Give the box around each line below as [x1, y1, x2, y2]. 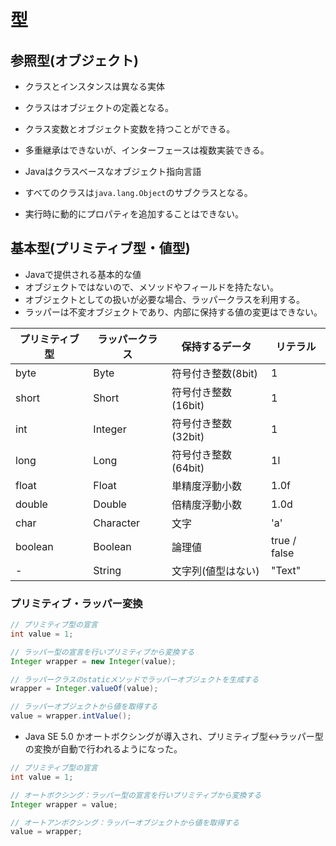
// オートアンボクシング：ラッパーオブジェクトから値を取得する [10, 817, 240, 828]
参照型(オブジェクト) [10, 52, 139, 69]
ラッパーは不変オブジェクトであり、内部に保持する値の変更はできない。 [24, 306, 323, 318]
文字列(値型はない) [171, 564, 260, 578]
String [93, 563, 122, 577]
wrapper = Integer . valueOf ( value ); [10, 684, 159, 694]
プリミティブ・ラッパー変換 [10, 596, 143, 610]
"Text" [271, 563, 302, 577]
